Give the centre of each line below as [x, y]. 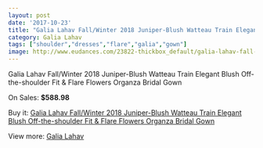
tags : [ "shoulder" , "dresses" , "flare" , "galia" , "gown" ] [98, 45]
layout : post [29, 15]
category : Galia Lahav [45, 37]
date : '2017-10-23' [40, 23]
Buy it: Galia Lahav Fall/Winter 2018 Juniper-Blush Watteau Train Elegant [125, 113]
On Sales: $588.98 [39, 97]
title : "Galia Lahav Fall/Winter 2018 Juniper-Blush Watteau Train [121, 30]
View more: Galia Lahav [46, 136]
